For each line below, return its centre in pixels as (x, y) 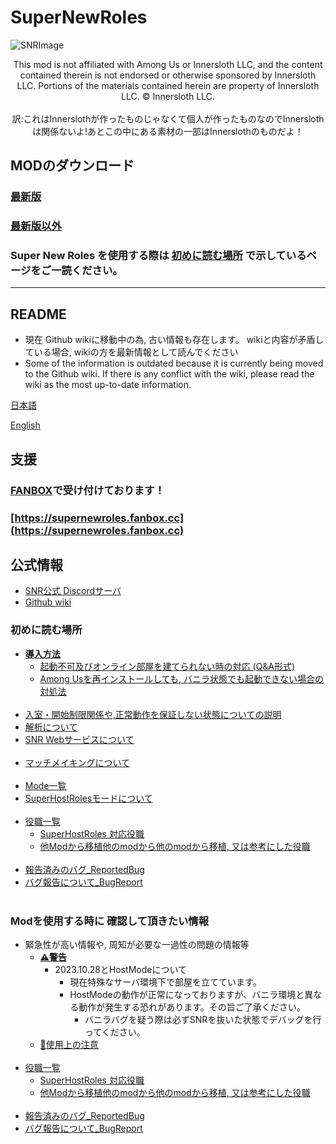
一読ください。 (87, 271)
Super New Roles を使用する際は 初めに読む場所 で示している (158, 256)
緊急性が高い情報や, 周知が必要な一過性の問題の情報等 (137, 944)
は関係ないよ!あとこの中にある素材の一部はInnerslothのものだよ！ (168, 131)
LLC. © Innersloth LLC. (168, 96)
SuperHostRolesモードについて (88, 798)
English (25, 425)
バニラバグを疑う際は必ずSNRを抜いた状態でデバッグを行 (203, 1019)
